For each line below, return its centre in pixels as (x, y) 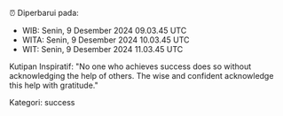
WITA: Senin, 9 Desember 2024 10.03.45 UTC (106, 40)
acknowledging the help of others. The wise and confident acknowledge (141, 76)
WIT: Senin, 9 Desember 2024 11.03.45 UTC (102, 49)
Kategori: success (42, 102)
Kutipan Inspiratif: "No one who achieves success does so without (130, 66)
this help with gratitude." (54, 85)
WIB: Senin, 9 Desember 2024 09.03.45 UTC (104, 31)
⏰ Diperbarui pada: (44, 13)
